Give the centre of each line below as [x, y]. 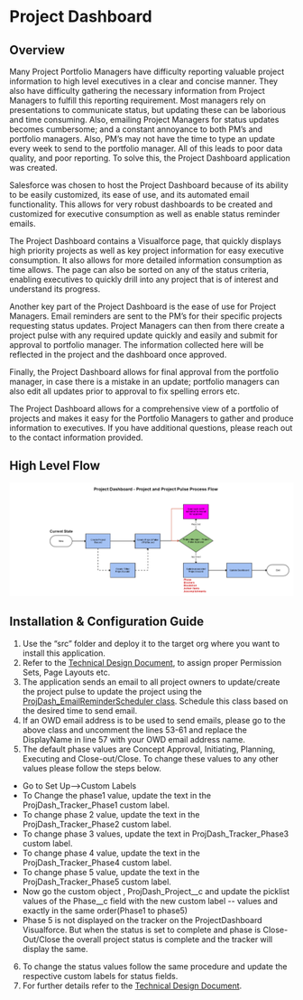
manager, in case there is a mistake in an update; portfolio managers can [144, 382]
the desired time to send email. [80, 710]
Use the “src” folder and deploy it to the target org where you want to [151, 643]
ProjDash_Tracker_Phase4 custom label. [97, 862]
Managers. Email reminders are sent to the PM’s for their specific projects [146, 316]
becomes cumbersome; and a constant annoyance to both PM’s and [136, 129]
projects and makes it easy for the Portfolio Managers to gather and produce [151, 418]
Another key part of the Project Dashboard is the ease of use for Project [143, 306]
